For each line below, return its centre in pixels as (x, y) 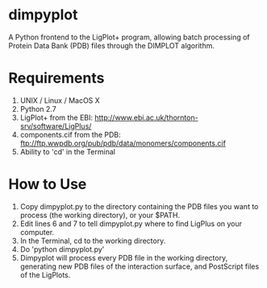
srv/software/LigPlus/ (56, 125)
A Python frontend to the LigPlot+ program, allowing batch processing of (129, 37)
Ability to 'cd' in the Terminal (67, 151)
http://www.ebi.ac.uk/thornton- (147, 117)
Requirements (56, 78)
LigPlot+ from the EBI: (56, 117)
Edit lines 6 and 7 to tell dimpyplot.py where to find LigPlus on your (131, 224)
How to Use (48, 185)
